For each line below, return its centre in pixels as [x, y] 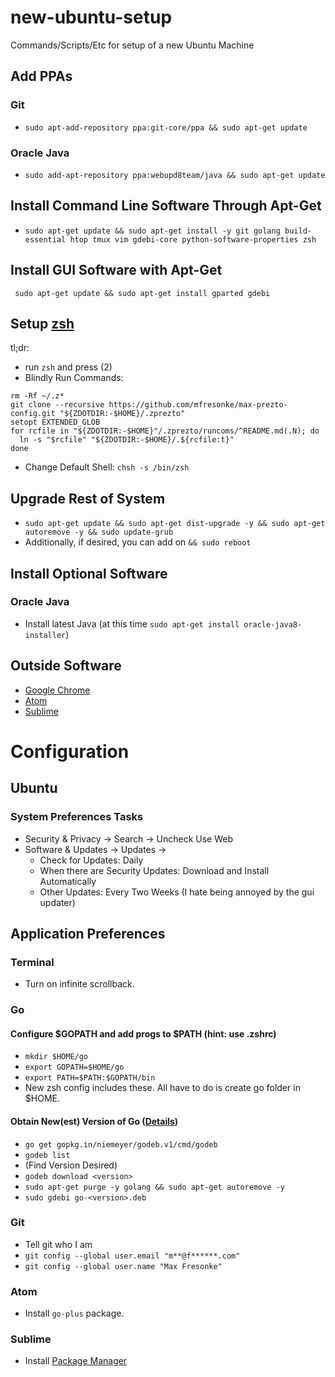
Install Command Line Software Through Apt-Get [166, 206]
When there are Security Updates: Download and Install [154, 870]
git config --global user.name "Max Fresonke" [123, 1266]
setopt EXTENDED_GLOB [55, 422]
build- [298, 231]
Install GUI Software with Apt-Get [116, 270]
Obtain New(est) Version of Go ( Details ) [94, 1121]
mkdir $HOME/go [56, 1057]
